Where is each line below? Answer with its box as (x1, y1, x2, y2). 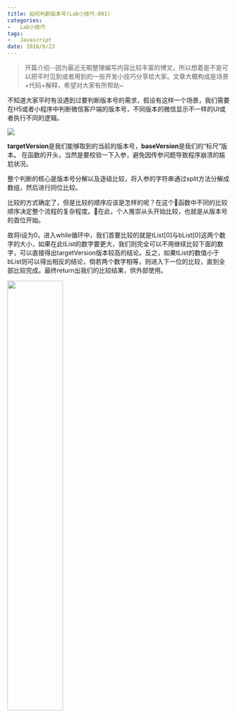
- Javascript (7, 37, 52, 44)
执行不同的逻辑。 (13, 114, 63, 122)
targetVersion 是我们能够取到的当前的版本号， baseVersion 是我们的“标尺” (7, 142, 221, 150)
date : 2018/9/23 (7, 43, 55, 50)
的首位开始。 (7, 216, 44, 224)
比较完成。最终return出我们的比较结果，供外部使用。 (13, 266, 167, 274)
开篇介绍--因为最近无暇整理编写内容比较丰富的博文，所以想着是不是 (24, 63, 222, 71)
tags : (7, 30, 23, 37)
